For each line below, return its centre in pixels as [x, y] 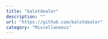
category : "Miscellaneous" [39, 27]
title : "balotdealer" [32, 11]
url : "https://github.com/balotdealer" [55, 22]
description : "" [26, 17]
